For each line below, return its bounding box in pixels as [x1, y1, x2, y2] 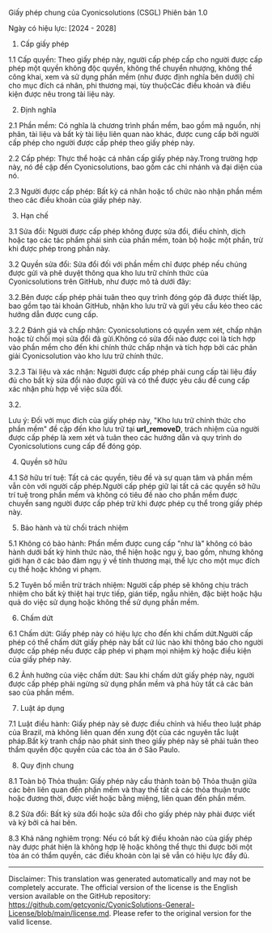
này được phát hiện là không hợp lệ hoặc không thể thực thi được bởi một [8, 842, 253, 851]
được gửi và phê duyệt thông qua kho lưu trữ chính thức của [8, 268, 209, 277]
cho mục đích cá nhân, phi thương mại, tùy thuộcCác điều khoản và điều [8, 81, 251, 90]
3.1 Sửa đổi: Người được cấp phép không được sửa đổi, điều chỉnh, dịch [8, 227, 246, 236]
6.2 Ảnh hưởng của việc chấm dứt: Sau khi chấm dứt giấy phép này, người [8, 670, 255, 680]
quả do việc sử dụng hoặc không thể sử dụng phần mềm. [8, 597, 200, 607]
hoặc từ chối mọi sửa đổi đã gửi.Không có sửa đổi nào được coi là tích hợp [8, 334, 257, 344]
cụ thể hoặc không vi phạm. [8, 564, 102, 574]
